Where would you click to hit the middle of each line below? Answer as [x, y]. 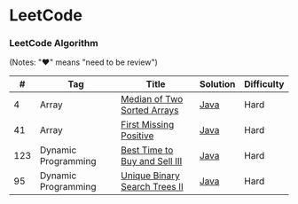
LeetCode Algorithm [54, 43]
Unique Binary [150, 176]
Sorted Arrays [150, 110]
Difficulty [264, 84]
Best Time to [147, 150]
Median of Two [152, 99]
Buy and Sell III [152, 161]
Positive [137, 136]
